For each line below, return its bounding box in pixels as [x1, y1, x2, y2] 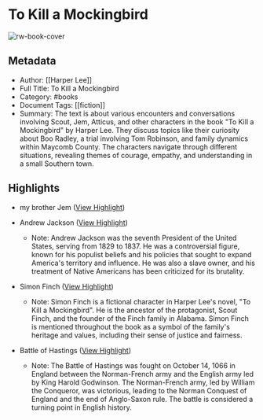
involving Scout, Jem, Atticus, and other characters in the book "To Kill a [19, 116, 254, 127]
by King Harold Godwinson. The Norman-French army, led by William [31, 378, 255, 387]
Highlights [8, 182, 60, 195]
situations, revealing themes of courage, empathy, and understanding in [19, 150, 253, 160]
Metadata [8, 54, 57, 68]
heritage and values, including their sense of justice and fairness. [31, 330, 243, 340]
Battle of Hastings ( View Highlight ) [19, 345, 132, 355]
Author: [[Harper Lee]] [19, 75, 93, 84]
